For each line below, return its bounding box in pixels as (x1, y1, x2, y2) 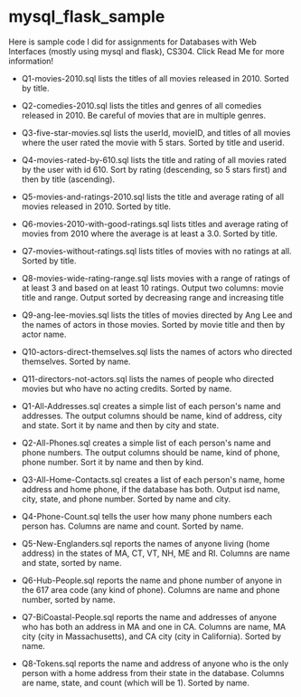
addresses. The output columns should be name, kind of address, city (21, 410, 283, 421)
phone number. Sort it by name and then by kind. (21, 456, 204, 467)
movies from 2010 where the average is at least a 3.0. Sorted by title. (21, 228, 277, 239)
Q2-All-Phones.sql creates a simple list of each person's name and (21, 437, 272, 448)
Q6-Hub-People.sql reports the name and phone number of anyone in (21, 575, 282, 586)
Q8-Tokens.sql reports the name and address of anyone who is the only (21, 658, 289, 669)
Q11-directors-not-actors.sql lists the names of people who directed (21, 373, 275, 384)
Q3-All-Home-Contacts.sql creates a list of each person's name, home (21, 473, 286, 485)
